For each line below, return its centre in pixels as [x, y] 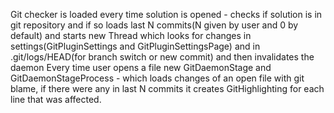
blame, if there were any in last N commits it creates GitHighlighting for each [167, 88]
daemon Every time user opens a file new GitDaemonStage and [141, 67]
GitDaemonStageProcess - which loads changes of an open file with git [157, 78]
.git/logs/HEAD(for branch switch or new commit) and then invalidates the [162, 57]
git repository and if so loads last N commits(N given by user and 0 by [154, 25]
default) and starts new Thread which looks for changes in [131, 35]
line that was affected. [56, 99]
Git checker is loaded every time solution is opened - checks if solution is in [166, 14]
